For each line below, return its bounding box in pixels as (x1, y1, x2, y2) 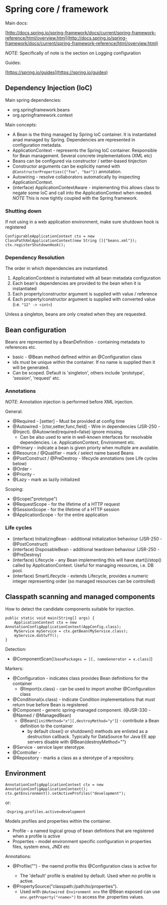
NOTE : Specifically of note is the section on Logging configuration (5, 50, 141, 56)
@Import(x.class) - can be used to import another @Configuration (19, 685, 156, 692)
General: (5, 408, 23, 415)
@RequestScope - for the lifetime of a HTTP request (12, 501, 120, 507)
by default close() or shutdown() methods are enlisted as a (27, 728, 148, 734)
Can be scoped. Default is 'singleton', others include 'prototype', (12, 370, 145, 376)
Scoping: (5, 486, 24, 492)
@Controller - (12, 749, 41, 755)
